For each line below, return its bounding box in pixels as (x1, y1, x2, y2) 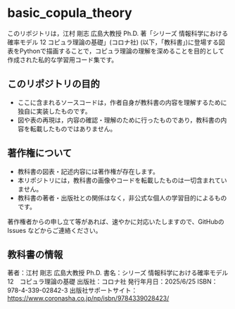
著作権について (7, 147, 72, 159)
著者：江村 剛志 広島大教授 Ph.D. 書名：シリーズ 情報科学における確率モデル (7, 269, 229, 277)
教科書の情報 (7, 248, 63, 260)
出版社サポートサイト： (69, 286, 138, 295)
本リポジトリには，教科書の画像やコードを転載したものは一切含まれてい (17, 176, 227, 184)
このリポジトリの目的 (7, 78, 100, 90)
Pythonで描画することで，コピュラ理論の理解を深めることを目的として (19, 46, 225, 55)
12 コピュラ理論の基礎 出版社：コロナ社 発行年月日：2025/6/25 (7, 277, 196, 286)
